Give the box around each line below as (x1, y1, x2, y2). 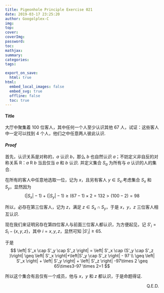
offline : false (9, 93, 41, 98)
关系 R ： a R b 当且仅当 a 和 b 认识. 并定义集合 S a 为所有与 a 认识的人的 (9, 159, 153, 167)
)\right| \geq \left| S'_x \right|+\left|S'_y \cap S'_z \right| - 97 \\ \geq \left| (9, 253, 155, 259)
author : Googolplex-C (5, 16, 49, 21)
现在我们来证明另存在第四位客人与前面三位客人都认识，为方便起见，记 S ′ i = (5, 221, 156, 228)
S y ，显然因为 (5, 184, 32, 191)
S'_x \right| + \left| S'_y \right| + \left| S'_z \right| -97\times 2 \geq (16, 258, 148, 264)
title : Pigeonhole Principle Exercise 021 (5, 7, 93, 12)
